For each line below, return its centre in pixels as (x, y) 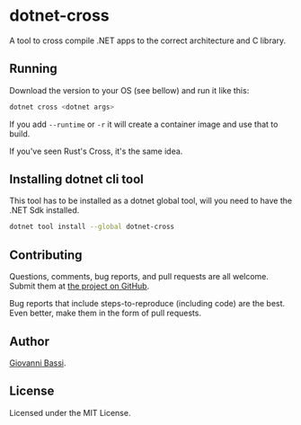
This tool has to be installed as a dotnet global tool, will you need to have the (151, 201)
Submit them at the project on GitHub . (80, 286)
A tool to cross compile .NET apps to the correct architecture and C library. (148, 40)
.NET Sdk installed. (44, 210)
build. (20, 133)
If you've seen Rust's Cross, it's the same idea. (96, 151)
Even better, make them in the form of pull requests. (106, 313)
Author (29, 341)
